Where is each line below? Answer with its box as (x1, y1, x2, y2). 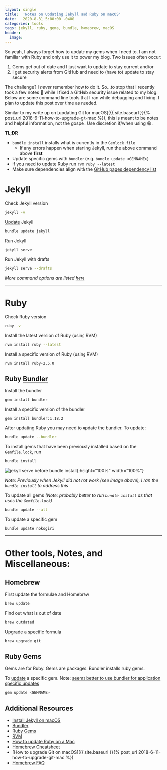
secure (12, 74, 27, 80)
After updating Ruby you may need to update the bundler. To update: (5, 425, 146, 431)
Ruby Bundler (5, 375, 48, 383)
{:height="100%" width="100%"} (76, 468, 144, 474)
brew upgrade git (5, 638, 41, 643)
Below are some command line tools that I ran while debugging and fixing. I (5, 94, 159, 100)
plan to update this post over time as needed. (5, 100, 98, 106)
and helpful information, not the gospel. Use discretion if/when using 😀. (5, 120, 153, 126)
